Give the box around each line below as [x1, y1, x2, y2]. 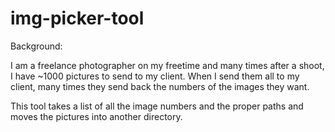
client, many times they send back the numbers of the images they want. [10, 80, 310, 92]
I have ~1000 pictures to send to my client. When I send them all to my [10, 70, 300, 82]
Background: [10, 40, 63, 52]
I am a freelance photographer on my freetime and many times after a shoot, [10, 59, 325, 71]
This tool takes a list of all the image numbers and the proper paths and [10, 100, 304, 112]
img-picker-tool [10, 7, 145, 30]
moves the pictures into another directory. [10, 110, 183, 122]
